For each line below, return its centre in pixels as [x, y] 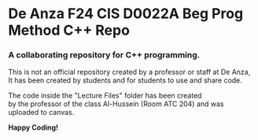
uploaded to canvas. [41, 112]
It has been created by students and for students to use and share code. [125, 80]
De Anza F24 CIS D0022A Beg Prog [126, 14]
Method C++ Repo [69, 30]
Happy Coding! [33, 127]
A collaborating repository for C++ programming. [104, 55]
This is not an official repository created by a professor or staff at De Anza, [129, 72]
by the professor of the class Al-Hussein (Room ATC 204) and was [116, 104]
